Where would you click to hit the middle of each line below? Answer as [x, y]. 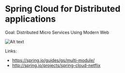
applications [30, 19]
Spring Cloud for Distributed [63, 9]
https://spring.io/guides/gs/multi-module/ [53, 60]
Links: [11, 51]
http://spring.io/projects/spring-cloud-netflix [56, 65]
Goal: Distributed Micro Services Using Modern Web [57, 32]
